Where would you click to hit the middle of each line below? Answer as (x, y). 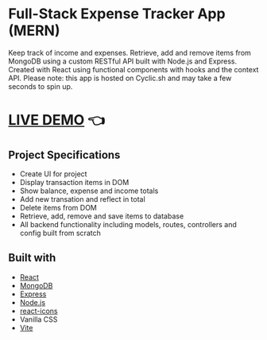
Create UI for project (53, 174)
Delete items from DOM (58, 207)
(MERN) (34, 31)
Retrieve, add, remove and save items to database (102, 216)
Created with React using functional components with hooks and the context (133, 69)
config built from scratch (60, 233)
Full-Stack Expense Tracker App (117, 14)
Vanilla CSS (39, 319)
